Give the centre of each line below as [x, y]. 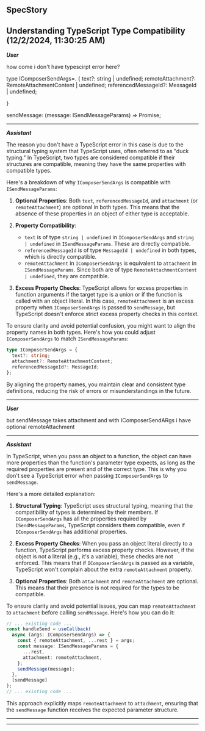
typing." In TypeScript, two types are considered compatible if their [91, 157]
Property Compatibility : [45, 226]
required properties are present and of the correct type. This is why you [97, 469]
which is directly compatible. [60, 257]
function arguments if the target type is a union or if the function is [99, 295]
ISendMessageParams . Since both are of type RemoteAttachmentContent [110, 270]
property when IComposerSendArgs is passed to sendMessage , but [95, 308]
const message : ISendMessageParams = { [68, 646]
